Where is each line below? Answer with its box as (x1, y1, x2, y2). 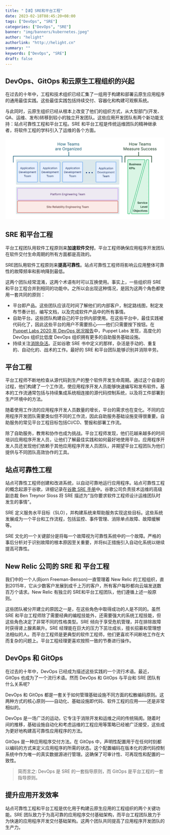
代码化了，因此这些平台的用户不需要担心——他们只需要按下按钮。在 (12, 321, 155, 327)
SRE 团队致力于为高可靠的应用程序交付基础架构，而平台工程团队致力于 (14, 811, 161, 817)
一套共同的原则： (9, 291, 46, 298)
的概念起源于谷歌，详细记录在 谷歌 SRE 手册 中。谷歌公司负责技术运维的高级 (5, 486, 163, 492)
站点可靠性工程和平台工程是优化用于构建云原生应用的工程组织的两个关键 (5, 805, 156, 811)
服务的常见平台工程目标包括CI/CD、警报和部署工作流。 (9, 420, 124, 426)
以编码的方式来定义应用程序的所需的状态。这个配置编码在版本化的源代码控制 (5, 744, 165, 751)
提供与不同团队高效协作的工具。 (5, 449, 72, 455)
